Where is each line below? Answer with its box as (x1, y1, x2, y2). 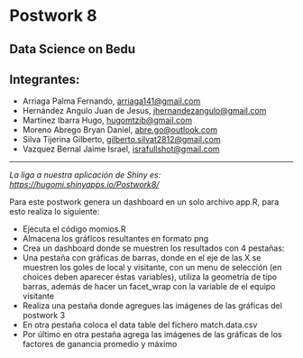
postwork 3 (22, 310, 66, 321)
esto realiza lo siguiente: (9, 207, 100, 217)
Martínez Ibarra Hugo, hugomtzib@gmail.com (22, 115, 192, 126)
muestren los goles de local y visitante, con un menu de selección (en (22, 262, 282, 273)
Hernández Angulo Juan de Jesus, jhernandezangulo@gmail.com (22, 106, 267, 116)
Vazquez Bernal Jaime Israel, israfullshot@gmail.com (22, 143, 220, 154)
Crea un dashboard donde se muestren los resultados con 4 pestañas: (22, 243, 285, 253)
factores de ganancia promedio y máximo (22, 339, 178, 350)
